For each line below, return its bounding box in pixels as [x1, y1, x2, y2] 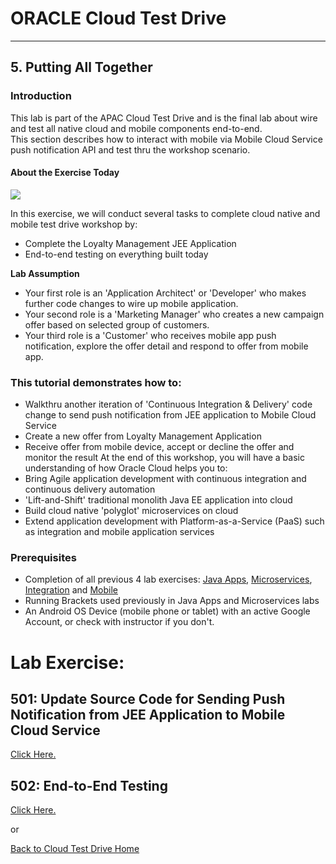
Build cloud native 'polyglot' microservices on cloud [24, 505, 239, 517]
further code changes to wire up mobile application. [24, 297, 239, 309]
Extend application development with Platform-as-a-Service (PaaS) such [24, 515, 325, 527]
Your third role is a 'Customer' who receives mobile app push [24, 329, 277, 341]
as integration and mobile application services [24, 526, 215, 538]
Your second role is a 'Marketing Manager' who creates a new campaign [24, 308, 325, 320]
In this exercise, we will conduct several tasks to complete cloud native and [10, 207, 321, 219]
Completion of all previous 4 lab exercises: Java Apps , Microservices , [24, 573, 313, 586]
